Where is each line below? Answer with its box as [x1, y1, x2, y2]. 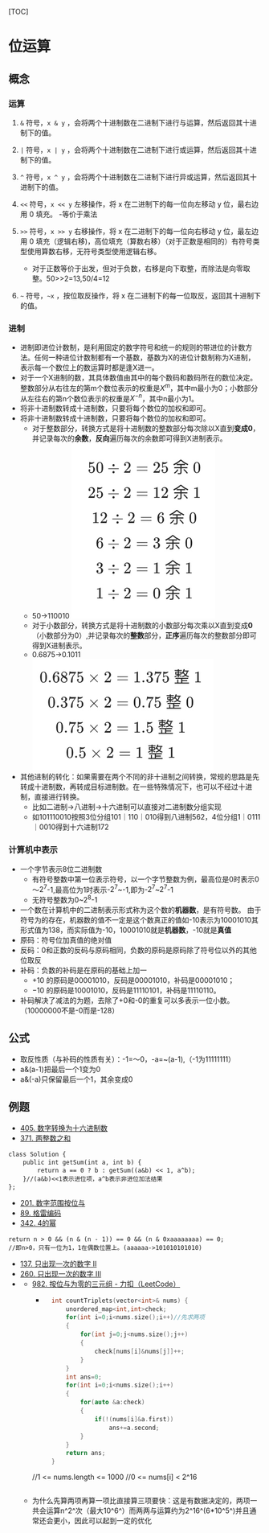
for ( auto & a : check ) [79, 1399, 145, 1407]
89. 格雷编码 [19, 1208, 62, 1218]
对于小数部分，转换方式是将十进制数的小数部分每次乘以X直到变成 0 [31, 621, 253, 631]
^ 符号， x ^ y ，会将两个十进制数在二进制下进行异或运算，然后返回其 [19, 172, 251, 182]
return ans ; [65, 1449, 106, 1457]
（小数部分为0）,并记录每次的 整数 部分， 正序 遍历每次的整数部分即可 [31, 631, 257, 640]
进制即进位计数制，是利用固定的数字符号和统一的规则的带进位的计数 [19, 343, 246, 352]
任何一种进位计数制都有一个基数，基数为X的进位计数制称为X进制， [34, 353, 255, 363]
